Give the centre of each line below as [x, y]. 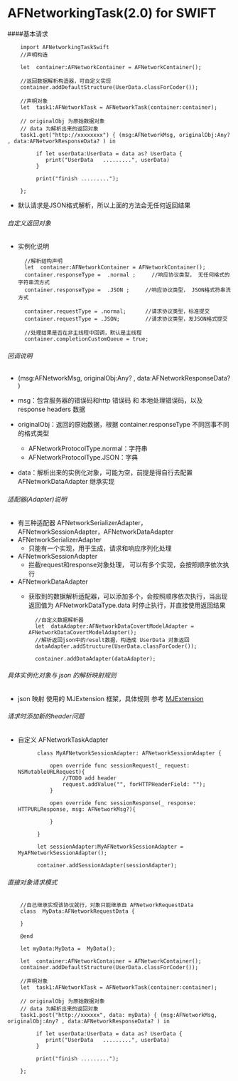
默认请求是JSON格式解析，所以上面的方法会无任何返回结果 [104, 205]
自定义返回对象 [29, 223]
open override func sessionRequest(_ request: [120, 765]
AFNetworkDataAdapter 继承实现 [66, 482]
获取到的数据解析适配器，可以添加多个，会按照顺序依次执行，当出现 [128, 596]
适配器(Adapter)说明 [37, 499]
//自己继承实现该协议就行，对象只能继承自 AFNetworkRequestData [107, 905]
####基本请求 [28, 33]
